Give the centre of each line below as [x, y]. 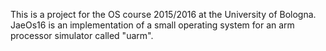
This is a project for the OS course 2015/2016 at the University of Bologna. [163, 14]
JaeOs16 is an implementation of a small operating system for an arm [152, 25]
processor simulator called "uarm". [82, 35]
